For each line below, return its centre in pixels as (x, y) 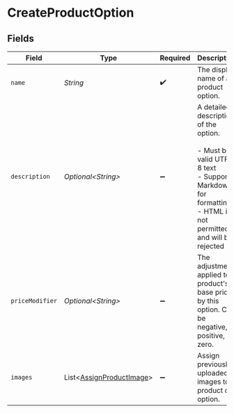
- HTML (211, 211)
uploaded (213, 373)
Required (175, 58)
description (31, 176)
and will (210, 237)
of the (207, 124)
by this (208, 301)
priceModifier (34, 301)
